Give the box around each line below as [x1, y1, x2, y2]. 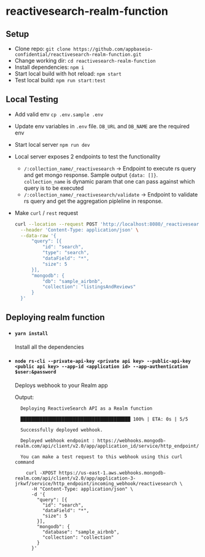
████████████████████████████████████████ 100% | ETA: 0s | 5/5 [20, 416, 188, 422]
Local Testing [6, 94, 59, 105]
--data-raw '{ [20, 232, 56, 239]
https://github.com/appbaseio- [72, 46, 153, 52]
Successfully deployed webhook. [20, 427, 103, 433]
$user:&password [14, 369, 56, 375]
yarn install [14, 330, 48, 337]
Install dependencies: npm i [14, 63, 84, 71]
